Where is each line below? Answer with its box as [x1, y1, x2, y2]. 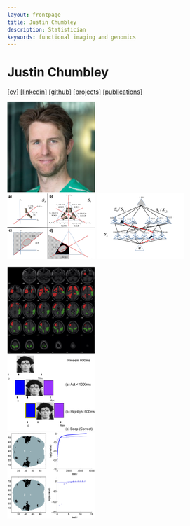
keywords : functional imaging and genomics [7, 34, 137, 41]
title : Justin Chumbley [7, 18, 77, 26]
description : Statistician [7, 26, 86, 33]
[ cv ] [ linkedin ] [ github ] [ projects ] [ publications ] [7, 88, 143, 96]
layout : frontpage [7, 11, 61, 18]
